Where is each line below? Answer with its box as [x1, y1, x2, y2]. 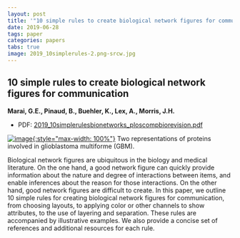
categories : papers [7, 37, 66, 44]
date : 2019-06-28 [7, 24, 59, 31]
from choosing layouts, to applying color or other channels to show [7, 201, 205, 209]
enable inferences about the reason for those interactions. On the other [7, 178, 217, 187]
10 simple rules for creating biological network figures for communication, [7, 193, 225, 202]
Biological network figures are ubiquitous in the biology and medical [7, 155, 208, 164]
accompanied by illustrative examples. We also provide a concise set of [7, 216, 218, 224]
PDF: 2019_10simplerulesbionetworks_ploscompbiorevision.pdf [17, 120, 204, 129]
